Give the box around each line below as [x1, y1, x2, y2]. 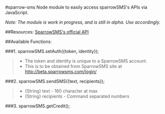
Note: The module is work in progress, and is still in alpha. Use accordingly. [5, 19, 161, 25]
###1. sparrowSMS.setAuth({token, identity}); [5, 48, 99, 54]
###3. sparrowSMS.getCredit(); [5, 103, 70, 109]
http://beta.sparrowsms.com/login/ [24, 68, 97, 74]
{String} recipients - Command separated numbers [24, 93, 130, 99]
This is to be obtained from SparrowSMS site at [24, 63, 122, 69]
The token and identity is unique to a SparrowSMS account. [24, 58, 148, 64]
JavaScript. [5, 9, 29, 15]
